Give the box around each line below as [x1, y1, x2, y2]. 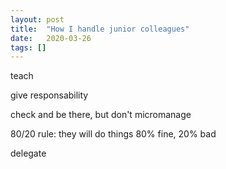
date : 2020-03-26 [10, 33, 92, 43]
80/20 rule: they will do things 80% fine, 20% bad [10, 128, 217, 140]
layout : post [10, 14, 65, 25]
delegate [10, 147, 47, 160]
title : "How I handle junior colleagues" [10, 24, 190, 34]
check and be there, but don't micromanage [10, 109, 192, 121]
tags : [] [10, 42, 47, 53]
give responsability [10, 89, 89, 101]
